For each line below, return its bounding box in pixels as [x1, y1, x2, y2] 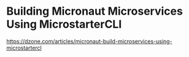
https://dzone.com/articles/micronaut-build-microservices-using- [6, 37, 173, 45]
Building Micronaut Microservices [6, 4, 183, 18]
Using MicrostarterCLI [6, 17, 122, 31]
